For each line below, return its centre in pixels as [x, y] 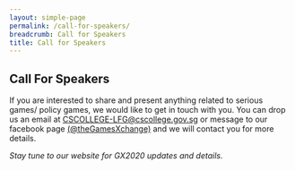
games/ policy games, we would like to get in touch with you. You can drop [147, 110]
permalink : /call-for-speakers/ [69, 26]
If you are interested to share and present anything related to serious [136, 100]
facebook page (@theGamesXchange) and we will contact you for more [142, 129]
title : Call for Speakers [57, 42]
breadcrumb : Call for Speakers [68, 34]
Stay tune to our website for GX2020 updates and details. [116, 156]
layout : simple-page [48, 17]
